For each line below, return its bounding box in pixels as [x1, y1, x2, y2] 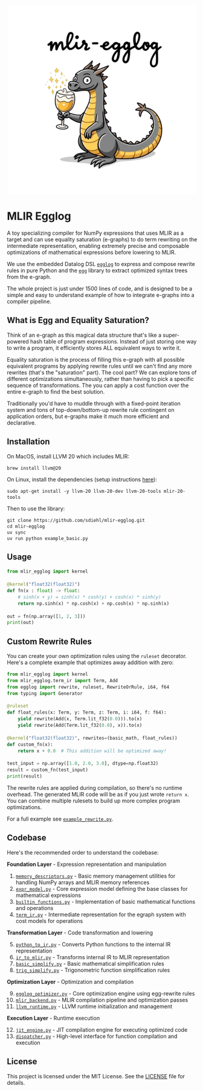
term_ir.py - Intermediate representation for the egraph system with [15, 911, 186, 918]
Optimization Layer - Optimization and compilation [7, 978, 134, 985]
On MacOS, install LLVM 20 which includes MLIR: [7, 452, 129, 460]
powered [7, 337, 29, 345]
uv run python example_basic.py [7, 535, 88, 541]
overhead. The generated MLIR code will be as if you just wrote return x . [7, 790, 190, 798]
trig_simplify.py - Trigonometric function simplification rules [15, 966, 170, 974]
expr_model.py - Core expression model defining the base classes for [15, 885, 188, 892]
